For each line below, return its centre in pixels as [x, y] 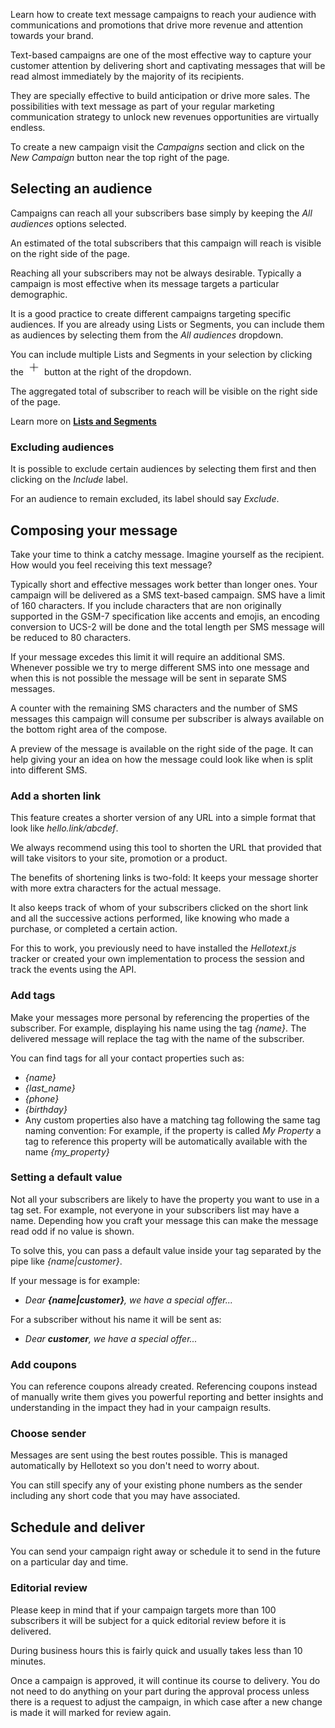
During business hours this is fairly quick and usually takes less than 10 [156, 1650]
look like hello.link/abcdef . [64, 828]
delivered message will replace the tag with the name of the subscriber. [157, 1038]
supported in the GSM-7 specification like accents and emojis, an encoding [165, 616]
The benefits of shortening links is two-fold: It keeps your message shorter [164, 878]
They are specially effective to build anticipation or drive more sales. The [160, 95]
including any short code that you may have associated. [125, 1496]
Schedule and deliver [78, 1527]
